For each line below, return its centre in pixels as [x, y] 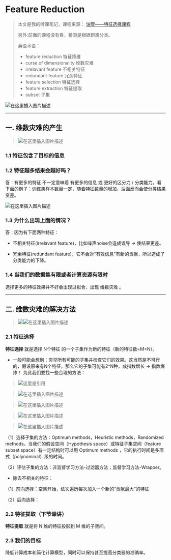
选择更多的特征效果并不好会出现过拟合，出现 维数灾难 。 [64, 287]
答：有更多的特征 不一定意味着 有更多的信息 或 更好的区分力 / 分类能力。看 [83, 182]
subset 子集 [37, 95]
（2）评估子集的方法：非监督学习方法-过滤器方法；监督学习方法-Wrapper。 [85, 467]
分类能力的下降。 [31, 260]
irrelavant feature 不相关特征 [55, 69]
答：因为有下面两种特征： [32, 232]
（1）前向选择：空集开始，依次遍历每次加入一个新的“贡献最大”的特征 [77, 489]
